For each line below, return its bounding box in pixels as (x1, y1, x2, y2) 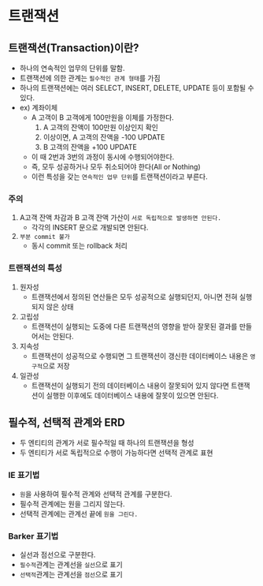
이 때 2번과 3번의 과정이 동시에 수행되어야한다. (31, 152, 175, 162)
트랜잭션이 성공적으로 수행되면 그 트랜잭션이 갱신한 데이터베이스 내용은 (31, 351, 249, 360)
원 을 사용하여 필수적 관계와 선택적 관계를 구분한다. (19, 489, 172, 498)
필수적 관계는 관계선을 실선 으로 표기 (19, 560, 124, 569)
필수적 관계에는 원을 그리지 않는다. (19, 498, 125, 509)
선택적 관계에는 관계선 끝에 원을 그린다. (19, 509, 139, 518)
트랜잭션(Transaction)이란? (8, 41, 139, 54)
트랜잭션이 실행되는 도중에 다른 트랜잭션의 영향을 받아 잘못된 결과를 (31, 321, 238, 331)
